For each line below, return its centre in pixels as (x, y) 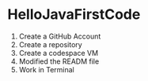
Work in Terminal (46, 69)
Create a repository (50, 44)
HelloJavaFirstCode (74, 15)
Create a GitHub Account (60, 36)
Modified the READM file (59, 61)
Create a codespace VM (59, 53)
